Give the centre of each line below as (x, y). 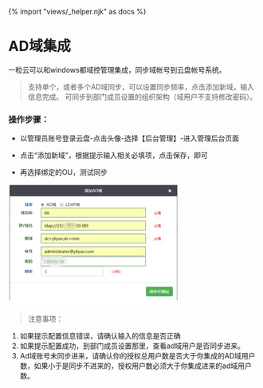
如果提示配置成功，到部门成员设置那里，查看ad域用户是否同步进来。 (132, 346)
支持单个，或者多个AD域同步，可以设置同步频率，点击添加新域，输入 (141, 86)
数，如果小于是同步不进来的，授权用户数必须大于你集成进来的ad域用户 (136, 366)
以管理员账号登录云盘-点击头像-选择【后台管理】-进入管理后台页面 (130, 138)
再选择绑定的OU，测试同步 (63, 172)
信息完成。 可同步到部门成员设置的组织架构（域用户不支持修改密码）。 (142, 97)
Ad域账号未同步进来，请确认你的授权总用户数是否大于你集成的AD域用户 (137, 356)
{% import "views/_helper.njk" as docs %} (77, 12)
